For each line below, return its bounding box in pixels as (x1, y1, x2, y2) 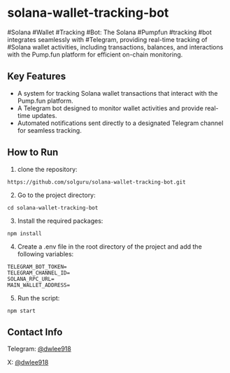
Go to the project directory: (17, 191, 96, 199)
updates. (31, 111, 57, 119)
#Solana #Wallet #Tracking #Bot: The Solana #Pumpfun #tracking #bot (7, 28, 212, 36)
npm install (7, 230, 42, 237)
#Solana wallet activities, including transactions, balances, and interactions (7, 43, 224, 51)
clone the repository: (17, 165, 78, 173)
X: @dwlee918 (7, 358, 49, 367)
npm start (7, 307, 36, 314)
